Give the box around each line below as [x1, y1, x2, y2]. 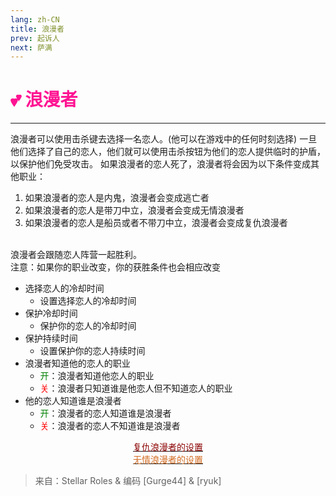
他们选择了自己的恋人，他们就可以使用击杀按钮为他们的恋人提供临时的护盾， [10, 146, 326, 158]
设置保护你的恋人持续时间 [39, 345, 146, 357]
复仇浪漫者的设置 [133, 441, 203, 453]
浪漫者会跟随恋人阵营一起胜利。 [10, 249, 142, 261]
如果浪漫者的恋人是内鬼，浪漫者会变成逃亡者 [24, 192, 210, 204]
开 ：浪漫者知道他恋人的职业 [39, 370, 155, 382]
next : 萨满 [10, 42, 53, 53]
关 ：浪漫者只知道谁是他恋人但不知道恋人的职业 [39, 382, 233, 395]
